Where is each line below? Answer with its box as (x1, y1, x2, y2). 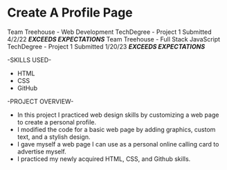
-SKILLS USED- (7, 55, 52, 64)
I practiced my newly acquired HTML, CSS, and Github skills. (17, 154, 191, 163)
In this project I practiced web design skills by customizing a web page (17, 111, 219, 119)
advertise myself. (17, 147, 67, 155)
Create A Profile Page (7, 5, 133, 21)
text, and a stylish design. (17, 133, 91, 141)
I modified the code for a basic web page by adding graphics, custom (17, 125, 216, 133)
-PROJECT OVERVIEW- (7, 97, 74, 105)
